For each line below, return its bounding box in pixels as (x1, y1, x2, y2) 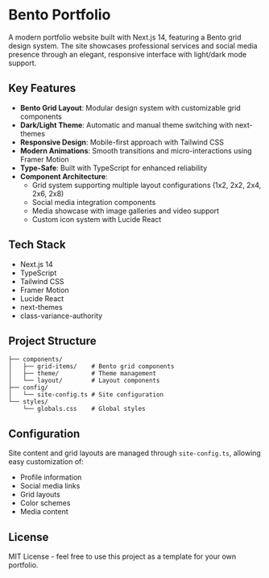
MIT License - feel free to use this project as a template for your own (8, 551, 237, 561)
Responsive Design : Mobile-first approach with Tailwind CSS (19, 137, 224, 147)
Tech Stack (8, 238, 66, 252)
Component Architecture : (19, 171, 108, 181)
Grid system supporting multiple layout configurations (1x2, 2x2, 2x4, (31, 180, 262, 190)
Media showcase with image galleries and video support (31, 206, 220, 216)
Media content (19, 507, 68, 517)
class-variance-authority (19, 311, 103, 320)
